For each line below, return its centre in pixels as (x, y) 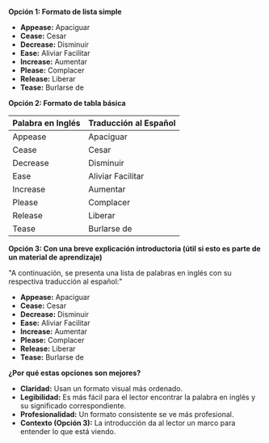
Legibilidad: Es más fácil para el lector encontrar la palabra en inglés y (138, 397)
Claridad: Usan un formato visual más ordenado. (101, 388)
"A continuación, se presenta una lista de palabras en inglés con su (120, 273)
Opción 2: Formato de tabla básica (67, 103)
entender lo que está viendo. (68, 431)
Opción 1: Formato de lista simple (65, 12)
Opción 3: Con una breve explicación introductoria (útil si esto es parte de (134, 249)
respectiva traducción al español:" (65, 281)
